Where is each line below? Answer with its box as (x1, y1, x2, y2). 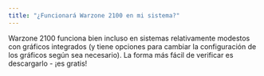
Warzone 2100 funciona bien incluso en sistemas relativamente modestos (8, 33, 250, 43)
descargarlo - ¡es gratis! (8, 59, 88, 68)
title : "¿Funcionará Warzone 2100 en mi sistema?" (8, 11, 180, 20)
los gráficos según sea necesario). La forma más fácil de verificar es (8, 50, 234, 59)
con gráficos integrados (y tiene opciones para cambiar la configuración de (8, 41, 257, 51)
